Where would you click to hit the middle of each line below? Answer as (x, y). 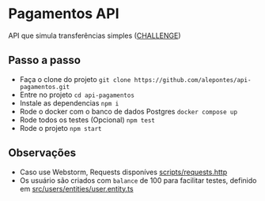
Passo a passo (45, 60)
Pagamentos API (64, 14)
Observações (42, 153)
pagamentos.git (45, 87)
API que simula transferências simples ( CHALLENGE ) (95, 35)
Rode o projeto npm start (61, 128)
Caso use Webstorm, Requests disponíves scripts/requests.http (123, 172)
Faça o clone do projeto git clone (75, 79)
